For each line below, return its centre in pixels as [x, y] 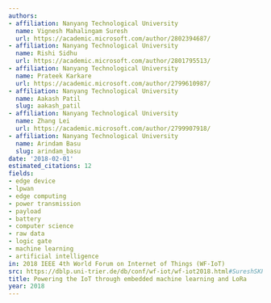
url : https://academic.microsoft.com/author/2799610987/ [113, 83]
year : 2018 [27, 286]
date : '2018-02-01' [41, 158]
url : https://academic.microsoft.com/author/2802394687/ [113, 38]
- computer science [41, 226]
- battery [25, 219]
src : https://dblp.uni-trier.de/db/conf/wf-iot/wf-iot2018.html [119, 271]
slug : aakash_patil [48, 106]
